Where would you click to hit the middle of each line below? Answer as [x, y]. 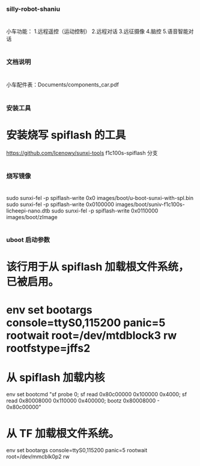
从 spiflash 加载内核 [56, 377]
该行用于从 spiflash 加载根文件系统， [98, 267]
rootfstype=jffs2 [48, 348]
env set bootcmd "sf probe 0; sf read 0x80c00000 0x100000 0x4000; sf [97, 395]
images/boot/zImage [32, 217]
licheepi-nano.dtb [28, 210]
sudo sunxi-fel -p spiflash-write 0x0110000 [105, 210]
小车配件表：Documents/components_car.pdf [62, 85]
